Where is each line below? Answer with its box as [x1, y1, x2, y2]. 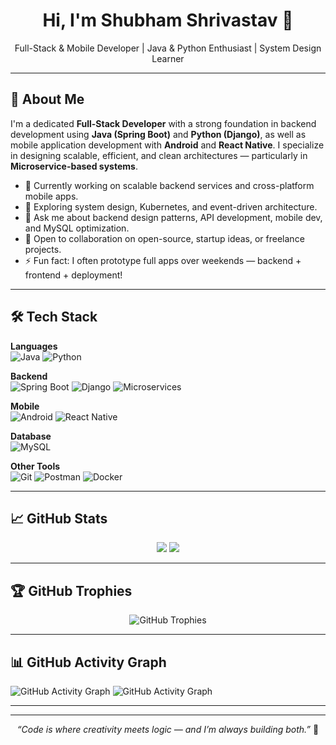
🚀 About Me [10, 91, 85, 108]
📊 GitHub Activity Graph [10, 654, 167, 671]
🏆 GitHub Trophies [10, 582, 133, 599]
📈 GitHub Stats [10, 510, 108, 527]
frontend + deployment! [24, 269, 123, 281]
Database [10, 430, 52, 442]
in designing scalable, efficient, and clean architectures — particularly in [10, 149, 308, 161]
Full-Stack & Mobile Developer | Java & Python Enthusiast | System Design [14, 42, 322, 54]
